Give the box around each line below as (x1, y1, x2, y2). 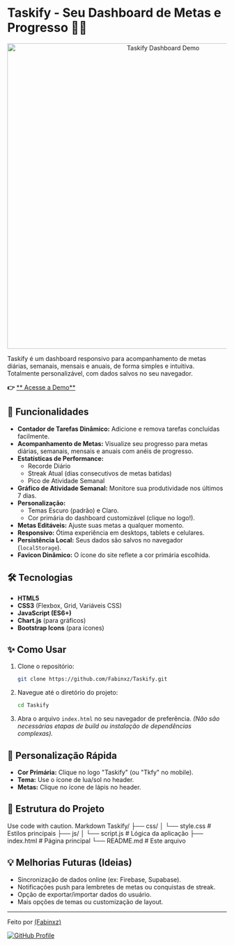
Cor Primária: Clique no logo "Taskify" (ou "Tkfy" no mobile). (17, 768, 194, 776)
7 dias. (17, 491, 37, 500)
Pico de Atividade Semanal (27, 476, 105, 485)
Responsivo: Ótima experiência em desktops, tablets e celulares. (17, 529, 205, 537)
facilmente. (17, 431, 50, 441)
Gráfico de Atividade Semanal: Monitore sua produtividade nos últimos (17, 484, 224, 492)
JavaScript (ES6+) (17, 609, 72, 617)
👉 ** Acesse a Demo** (7, 383, 76, 392)
